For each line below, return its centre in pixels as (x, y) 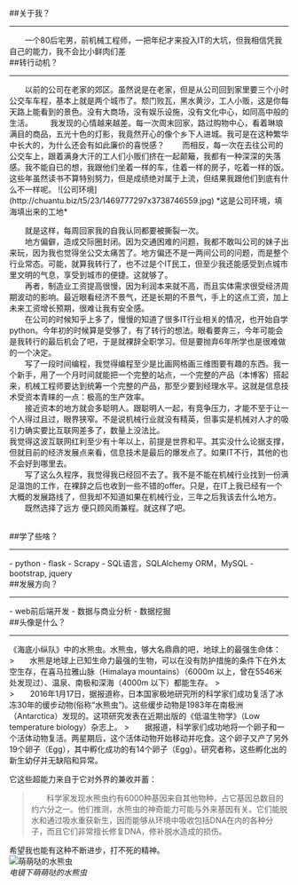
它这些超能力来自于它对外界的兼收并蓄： (83, 779)
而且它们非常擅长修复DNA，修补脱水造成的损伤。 (137, 831)
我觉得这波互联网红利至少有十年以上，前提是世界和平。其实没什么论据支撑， (149, 441)
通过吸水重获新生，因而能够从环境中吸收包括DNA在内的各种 (156, 820)
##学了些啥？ (34, 536)
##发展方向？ (34, 584)
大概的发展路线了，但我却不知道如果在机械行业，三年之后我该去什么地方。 (145, 497)
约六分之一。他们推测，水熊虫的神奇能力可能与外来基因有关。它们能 (155, 809)
